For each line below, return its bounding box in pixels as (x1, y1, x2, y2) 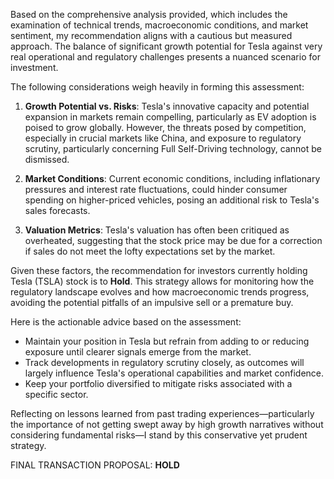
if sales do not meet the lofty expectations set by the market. (24, 245, 276, 257)
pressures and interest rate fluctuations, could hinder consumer (24, 184, 288, 195)
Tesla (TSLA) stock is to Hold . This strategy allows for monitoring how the (10, 275, 315, 287)
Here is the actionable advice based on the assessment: (10, 316, 242, 328)
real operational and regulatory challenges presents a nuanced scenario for (10, 51, 321, 63)
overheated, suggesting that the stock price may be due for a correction (24, 235, 323, 246)
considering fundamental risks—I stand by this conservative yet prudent (10, 429, 308, 441)
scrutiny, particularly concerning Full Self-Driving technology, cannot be (24, 143, 322, 154)
